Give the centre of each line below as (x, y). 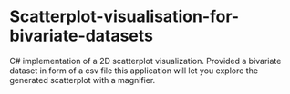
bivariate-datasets (81, 36)
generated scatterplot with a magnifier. (83, 80)
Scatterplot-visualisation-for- (124, 17)
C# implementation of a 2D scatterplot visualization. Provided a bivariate (145, 61)
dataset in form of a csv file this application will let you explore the (134, 70)
